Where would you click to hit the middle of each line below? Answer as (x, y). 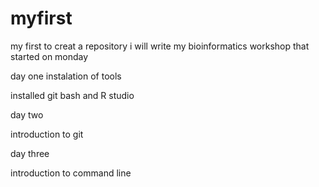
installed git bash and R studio (72, 95)
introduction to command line (71, 173)
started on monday (49, 56)
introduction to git (47, 134)
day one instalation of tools (66, 76)
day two (27, 114)
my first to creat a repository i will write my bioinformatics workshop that (160, 46)
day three (30, 153)
